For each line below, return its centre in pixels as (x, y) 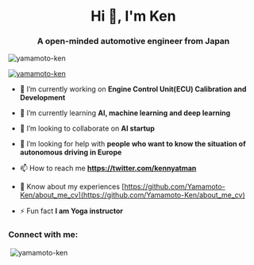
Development (42, 98)
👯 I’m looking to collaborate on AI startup (87, 129)
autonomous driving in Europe (71, 152)
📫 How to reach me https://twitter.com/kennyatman (108, 168)
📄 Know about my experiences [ (72, 187)
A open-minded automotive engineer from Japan (133, 41)
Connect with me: (43, 235)
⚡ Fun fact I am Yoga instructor (71, 211)
